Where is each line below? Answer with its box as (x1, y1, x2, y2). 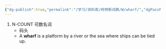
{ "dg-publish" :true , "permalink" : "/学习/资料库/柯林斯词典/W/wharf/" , (4, 7, 144, 12)
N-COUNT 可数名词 (11, 21, 52, 27)
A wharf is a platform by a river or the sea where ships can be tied (19, 33, 155, 39)
